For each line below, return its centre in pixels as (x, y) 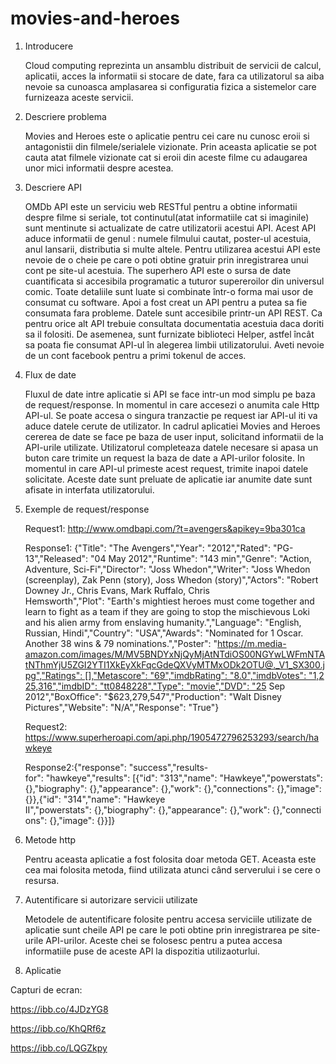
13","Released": (56, 558)
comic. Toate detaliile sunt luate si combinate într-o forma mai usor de (169, 291)
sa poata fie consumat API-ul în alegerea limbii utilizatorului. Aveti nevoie (174, 344)
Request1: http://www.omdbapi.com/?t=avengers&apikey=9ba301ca (165, 528)
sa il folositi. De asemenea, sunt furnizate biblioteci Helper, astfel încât (169, 334)
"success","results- (168, 767)
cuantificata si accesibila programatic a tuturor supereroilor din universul (174, 281)
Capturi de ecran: (46, 989)
